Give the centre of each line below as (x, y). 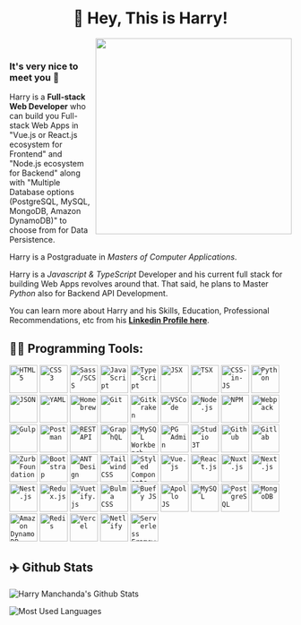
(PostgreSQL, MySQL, (50, 201)
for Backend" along (45, 173)
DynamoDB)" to (38, 221)
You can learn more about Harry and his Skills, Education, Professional (140, 311)
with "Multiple (35, 183)
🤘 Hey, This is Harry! (150, 18)
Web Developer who (48, 107)
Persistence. (32, 240)
